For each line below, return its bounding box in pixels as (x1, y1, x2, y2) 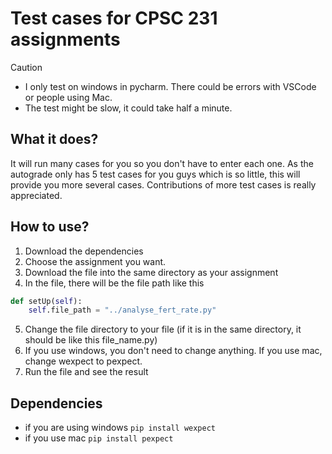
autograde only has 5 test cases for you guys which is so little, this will (10, 168, 301, 180)
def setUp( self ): (10, 296, 83, 306)
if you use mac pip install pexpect (24, 432, 174, 444)
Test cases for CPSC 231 (10, 7, 218, 30)
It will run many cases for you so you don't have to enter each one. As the (10, 157, 314, 169)
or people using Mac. (24, 91, 113, 103)
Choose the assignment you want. (24, 255, 167, 267)
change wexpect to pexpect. (24, 355, 143, 367)
